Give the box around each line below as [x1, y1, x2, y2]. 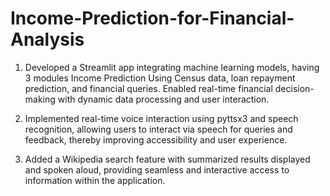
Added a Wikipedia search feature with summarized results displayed [24, 153, 311, 165]
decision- [274, 82, 315, 94]
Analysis [10, 28, 85, 51]
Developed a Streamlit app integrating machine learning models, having [24, 61, 320, 73]
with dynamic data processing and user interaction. [57, 93, 270, 105]
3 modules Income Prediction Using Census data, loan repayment [24, 72, 296, 84]
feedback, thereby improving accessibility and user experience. [24, 133, 288, 146]
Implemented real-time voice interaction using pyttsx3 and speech [24, 112, 299, 124]
